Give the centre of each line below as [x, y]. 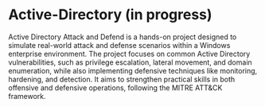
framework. [27, 96]
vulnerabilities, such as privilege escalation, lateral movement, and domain [130, 62]
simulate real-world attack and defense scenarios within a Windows [119, 45]
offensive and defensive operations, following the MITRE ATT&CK [115, 87]
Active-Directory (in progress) [110, 15]
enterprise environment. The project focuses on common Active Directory [129, 53]
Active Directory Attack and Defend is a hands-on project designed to [123, 37]
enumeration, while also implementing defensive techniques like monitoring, [133, 70]
